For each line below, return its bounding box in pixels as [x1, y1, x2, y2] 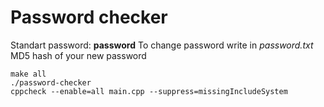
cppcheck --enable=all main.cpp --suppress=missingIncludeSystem [10, 86, 288, 96]
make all [10, 69, 47, 79]
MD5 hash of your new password [10, 49, 147, 61]
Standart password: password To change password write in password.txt [10, 39, 314, 51]
